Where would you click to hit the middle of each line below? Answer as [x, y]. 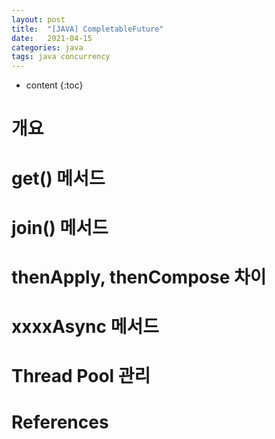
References [60, 422]
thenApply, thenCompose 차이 [139, 277]
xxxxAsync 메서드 [85, 327]
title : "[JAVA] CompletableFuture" [87, 29]
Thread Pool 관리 [81, 376]
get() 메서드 [58, 178]
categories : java [47, 47]
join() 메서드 [60, 227]
